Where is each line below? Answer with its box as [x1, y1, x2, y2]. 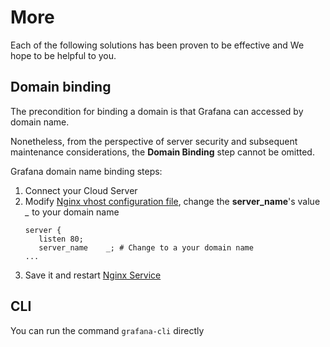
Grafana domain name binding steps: [10, 165, 163, 177]
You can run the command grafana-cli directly [10, 324, 205, 336]
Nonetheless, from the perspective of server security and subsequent [10, 135, 298, 147]
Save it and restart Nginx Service [24, 269, 162, 281]
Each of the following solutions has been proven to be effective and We [10, 39, 305, 51]
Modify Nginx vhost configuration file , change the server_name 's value [24, 195, 321, 207]
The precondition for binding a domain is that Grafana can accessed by [10, 105, 304, 117]
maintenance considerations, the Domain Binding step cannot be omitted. [10, 146, 315, 158]
